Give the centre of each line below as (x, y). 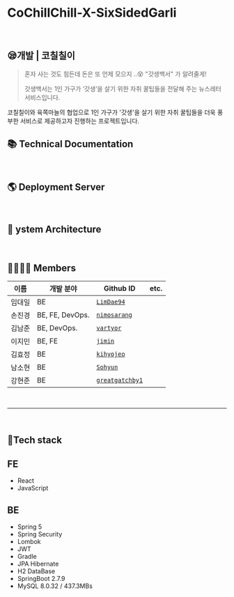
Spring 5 (30, 527)
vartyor (109, 328)
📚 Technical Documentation (70, 144)
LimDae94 (111, 302)
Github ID (119, 288)
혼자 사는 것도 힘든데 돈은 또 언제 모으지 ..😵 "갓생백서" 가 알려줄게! (115, 74)
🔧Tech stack (35, 440)
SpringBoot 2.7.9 (41, 579)
